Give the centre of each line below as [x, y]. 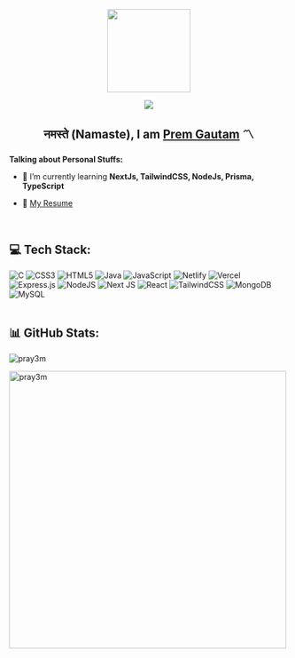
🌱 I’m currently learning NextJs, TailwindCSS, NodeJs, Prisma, [138, 177]
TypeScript [43, 186]
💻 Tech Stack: [50, 249]
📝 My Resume [47, 203]
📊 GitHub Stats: [54, 333]
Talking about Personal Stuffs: [66, 160]
